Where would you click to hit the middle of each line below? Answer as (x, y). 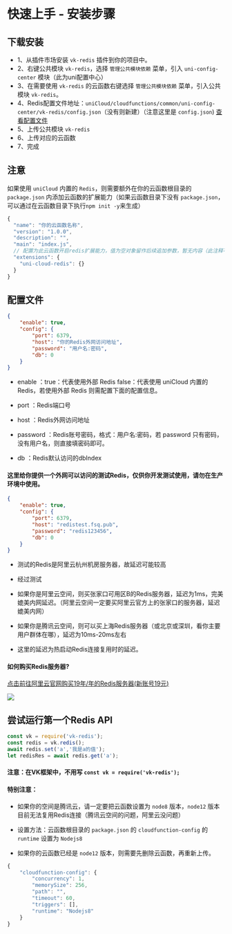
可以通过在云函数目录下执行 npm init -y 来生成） (76, 206)
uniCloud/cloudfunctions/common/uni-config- (150, 104)
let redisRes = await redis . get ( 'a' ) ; (63, 755)
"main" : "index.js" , (43, 244)
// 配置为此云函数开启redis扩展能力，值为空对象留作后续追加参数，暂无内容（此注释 (118, 251)
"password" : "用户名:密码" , (70, 348)
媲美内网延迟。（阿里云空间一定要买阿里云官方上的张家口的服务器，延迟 (118, 602)
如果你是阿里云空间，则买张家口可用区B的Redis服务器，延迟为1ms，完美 (120, 594)
